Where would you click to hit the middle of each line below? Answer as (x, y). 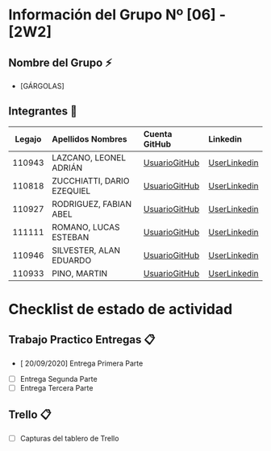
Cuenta (158, 134)
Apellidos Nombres (90, 139)
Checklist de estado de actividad (121, 309)
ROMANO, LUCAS (86, 227)
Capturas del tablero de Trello (69, 438)
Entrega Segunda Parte (59, 379)
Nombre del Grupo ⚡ (60, 62)
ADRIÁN (67, 168)
